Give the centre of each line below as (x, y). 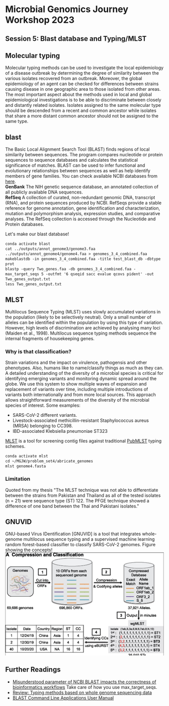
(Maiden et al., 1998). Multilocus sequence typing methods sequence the (81, 333)
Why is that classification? (38, 351)
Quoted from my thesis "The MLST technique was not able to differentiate (82, 490)
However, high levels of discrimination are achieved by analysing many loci (83, 328)
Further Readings (33, 669)
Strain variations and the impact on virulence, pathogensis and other (76, 363)
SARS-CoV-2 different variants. (45, 415)
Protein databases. (25, 224)
